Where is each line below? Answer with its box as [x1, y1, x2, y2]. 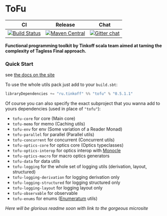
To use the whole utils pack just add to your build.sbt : [5, 81, 118, 88]
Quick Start [5, 60, 33, 67]
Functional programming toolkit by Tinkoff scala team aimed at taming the [5, 42, 162, 48]
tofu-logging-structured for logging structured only [12, 179, 120, 186]
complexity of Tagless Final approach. [5, 48, 86, 54]
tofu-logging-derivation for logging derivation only [12, 174, 120, 180]
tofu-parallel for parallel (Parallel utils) [12, 132, 94, 138]
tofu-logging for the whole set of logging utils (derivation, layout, [12, 164, 147, 170]
